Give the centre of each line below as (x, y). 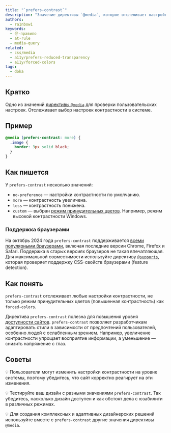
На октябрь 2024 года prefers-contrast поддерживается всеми (75, 240)
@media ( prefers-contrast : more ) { (43, 138)
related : (15, 48)
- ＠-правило (23, 34)
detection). (17, 267)
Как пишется (27, 172)
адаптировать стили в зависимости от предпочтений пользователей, (81, 327)
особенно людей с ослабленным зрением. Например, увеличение (78, 333)
